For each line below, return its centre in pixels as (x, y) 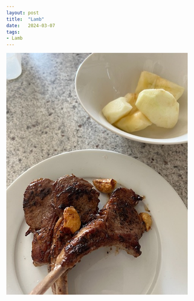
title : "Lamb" (25, 19)
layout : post (23, 13)
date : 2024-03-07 (31, 25)
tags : (13, 32)
